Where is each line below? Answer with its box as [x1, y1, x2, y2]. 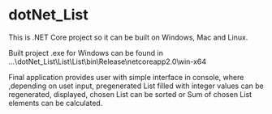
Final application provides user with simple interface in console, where [8, 72, 244, 82]
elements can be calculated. [8, 98, 103, 108]
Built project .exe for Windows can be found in [8, 48, 164, 57]
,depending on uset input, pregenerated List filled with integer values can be [8, 81, 264, 91]
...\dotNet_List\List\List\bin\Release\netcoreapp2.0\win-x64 [8, 57, 207, 66]
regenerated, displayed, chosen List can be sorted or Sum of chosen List [8, 89, 253, 99]
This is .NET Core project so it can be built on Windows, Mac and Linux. [8, 32, 248, 42]
